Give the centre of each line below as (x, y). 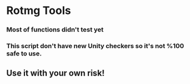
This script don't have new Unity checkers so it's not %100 (95, 46)
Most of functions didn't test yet (55, 30)
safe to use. (24, 54)
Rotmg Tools (39, 11)
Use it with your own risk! (55, 73)
